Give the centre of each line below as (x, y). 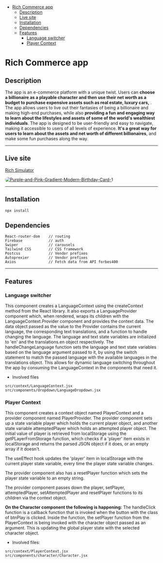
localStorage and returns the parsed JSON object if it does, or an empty (77, 444)
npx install (17, 211)
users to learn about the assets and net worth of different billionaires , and (81, 133)
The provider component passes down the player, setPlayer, (65, 488)
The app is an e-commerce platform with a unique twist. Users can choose (80, 92)
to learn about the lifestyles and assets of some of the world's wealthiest (80, 118)
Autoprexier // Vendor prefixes (47, 258)
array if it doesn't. (23, 449)
